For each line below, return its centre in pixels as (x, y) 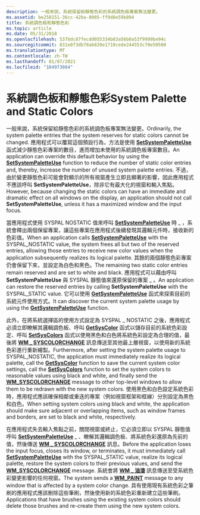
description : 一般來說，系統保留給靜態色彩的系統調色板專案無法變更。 (83, 12)
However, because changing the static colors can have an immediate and (96, 192)
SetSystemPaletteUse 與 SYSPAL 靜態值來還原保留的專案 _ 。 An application (100, 280)
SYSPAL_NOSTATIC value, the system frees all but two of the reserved (93, 244)
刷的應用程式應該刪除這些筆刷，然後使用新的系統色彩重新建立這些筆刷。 (95, 493)
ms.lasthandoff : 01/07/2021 (41, 61)
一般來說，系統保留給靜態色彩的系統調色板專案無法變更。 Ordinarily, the (94, 129)
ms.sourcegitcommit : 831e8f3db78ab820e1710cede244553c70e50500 (86, 45)
